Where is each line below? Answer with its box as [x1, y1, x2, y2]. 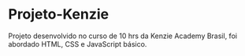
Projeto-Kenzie [8, 5, 109, 23]
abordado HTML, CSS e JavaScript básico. [8, 39, 147, 48]
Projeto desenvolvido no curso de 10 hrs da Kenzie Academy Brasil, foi [8, 31, 238, 40]
